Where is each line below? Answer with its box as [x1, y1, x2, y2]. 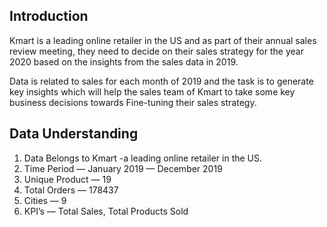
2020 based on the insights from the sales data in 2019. [9, 55, 239, 68]
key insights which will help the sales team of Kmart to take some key [9, 85, 296, 98]
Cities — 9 [23, 194, 67, 206]
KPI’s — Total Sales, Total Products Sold [23, 205, 189, 217]
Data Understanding [9, 125, 139, 143]
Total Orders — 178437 [23, 184, 119, 196]
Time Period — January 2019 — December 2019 [23, 162, 223, 174]
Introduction [9, 8, 89, 25]
